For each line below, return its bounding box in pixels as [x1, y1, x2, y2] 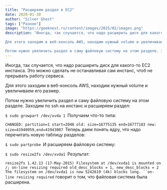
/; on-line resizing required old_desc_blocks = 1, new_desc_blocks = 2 [5, 165, 159, 170]
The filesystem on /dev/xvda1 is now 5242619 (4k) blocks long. [5, 169, 141, 175]
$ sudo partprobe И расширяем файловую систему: [5, 141, 116, 147]
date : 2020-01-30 [5, 12, 41, 17]
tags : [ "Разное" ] [5, 21, 41, 26]
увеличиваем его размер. [5, 88, 61, 94]
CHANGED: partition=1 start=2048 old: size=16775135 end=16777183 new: [5, 122, 157, 127]
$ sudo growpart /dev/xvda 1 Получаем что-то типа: [5, 112, 116, 118]
